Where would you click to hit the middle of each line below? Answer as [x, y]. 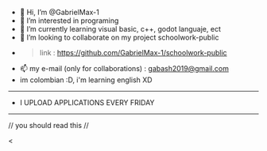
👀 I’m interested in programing [69, 21]
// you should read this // [48, 125]
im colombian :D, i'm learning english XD [86, 80]
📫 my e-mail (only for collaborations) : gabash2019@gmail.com [124, 68]
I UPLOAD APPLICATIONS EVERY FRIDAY [87, 102]
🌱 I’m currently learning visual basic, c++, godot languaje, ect [120, 29]
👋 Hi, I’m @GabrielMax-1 [59, 12]
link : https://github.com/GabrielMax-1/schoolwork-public [133, 53]
